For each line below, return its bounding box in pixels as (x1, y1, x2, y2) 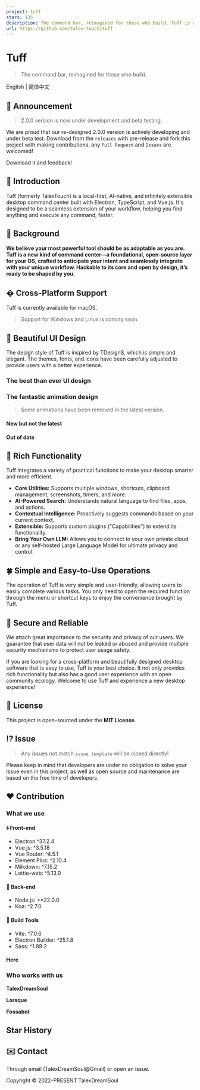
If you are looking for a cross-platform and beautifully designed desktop (6, 658, 183, 665)
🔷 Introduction (6, 176, 61, 187)
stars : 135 (6, 14, 33, 20)
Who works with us (6, 971, 64, 979)
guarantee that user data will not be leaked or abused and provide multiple (6, 640, 189, 648)
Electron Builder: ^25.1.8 (14, 936, 74, 944)
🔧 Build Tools (6, 917, 39, 924)
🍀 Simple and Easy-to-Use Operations (6, 566, 151, 576)
